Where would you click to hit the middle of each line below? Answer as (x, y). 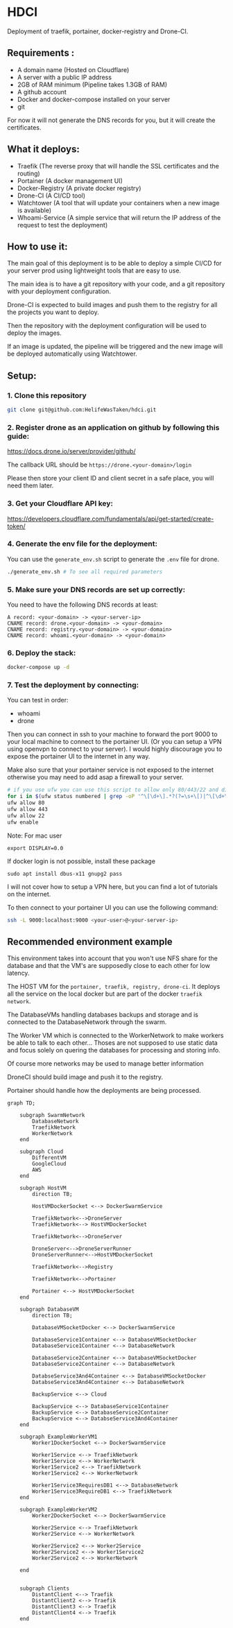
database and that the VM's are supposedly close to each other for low (109, 966)
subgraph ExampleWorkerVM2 (59, 1510)
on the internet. (29, 894)
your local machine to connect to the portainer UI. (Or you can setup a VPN (114, 742)
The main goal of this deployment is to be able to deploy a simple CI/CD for (114, 263)
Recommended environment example (90, 941)
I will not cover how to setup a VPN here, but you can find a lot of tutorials (113, 886)
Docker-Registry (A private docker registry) (79, 188)
